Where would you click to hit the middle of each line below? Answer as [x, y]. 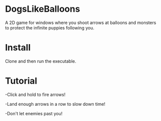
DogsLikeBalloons [42, 9]
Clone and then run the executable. [41, 61]
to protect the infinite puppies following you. [50, 27]
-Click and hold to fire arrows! [35, 95]
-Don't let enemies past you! [34, 113]
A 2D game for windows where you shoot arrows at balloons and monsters [80, 23]
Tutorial [21, 81]
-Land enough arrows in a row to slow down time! [55, 104]
